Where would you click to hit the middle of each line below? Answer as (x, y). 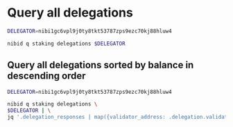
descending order (46, 76)
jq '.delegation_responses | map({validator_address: (87, 117)
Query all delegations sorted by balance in (101, 65)
